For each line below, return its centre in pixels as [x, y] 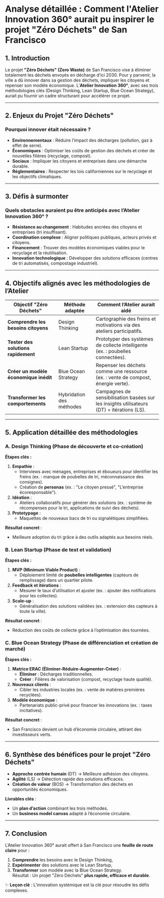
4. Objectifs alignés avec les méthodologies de [78, 283]
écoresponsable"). [38, 492]
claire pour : [18, 851]
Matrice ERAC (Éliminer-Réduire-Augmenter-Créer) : [67, 669]
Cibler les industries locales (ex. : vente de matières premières [82, 690]
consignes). [31, 482]
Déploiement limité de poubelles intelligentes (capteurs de [79, 575]
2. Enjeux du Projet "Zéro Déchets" [59, 116]
